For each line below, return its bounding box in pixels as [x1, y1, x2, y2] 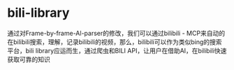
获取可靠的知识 [7, 55, 50, 64]
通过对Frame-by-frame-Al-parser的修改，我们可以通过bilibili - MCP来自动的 [7, 29, 226, 37]
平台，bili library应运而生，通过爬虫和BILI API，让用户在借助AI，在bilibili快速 [7, 46, 227, 55]
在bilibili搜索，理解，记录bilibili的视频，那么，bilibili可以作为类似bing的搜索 [7, 37, 222, 46]
